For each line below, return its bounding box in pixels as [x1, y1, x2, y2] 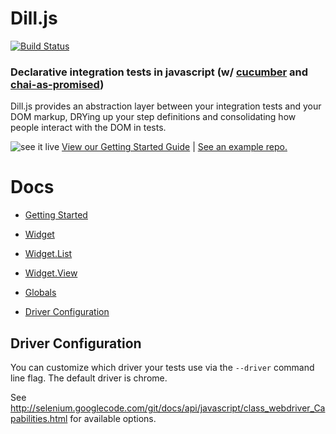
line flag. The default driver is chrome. [10, 372, 168, 384]
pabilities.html [10, 412, 68, 424]
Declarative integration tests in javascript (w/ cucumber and [10, 65, 309, 79]
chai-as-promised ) [10, 77, 105, 91]
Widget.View [24, 267, 78, 279]
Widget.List [24, 248, 73, 260]
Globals [24, 287, 57, 299]
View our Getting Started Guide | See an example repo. [61, 141, 288, 153]
